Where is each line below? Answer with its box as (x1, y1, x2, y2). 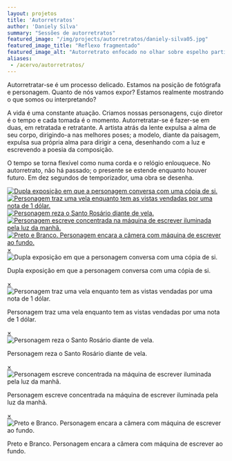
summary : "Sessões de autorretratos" (7, 29, 116, 37)
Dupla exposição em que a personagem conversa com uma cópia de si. (7, 266, 211, 274)
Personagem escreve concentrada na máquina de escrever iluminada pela (7, 391, 219, 399)
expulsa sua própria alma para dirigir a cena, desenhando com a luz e (7, 138, 206, 146)
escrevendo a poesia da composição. (7, 145, 114, 153)
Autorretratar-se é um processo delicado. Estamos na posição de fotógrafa (7, 80, 221, 88)
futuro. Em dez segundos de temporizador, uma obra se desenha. (7, 173, 195, 182)
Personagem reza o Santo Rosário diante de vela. (7, 349, 147, 357)
